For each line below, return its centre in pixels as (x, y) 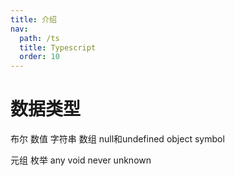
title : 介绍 (33, 19)
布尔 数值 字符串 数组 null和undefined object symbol (117, 139)
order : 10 (39, 57)
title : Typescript (58, 47)
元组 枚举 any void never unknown (81, 160)
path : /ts (39, 38)
